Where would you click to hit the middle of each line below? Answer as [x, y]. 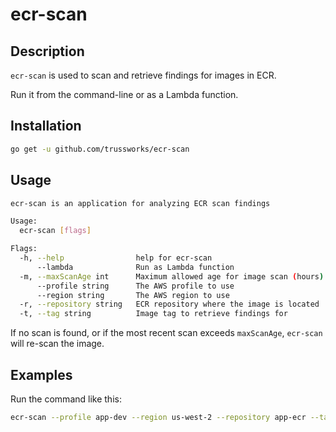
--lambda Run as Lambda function [135, 267]
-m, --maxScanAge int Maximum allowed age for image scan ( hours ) [172, 276]
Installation [46, 126]
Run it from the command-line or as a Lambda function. [124, 94]
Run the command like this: [66, 399]
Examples [41, 374]
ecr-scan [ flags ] [55, 231]
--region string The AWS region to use [133, 295]
